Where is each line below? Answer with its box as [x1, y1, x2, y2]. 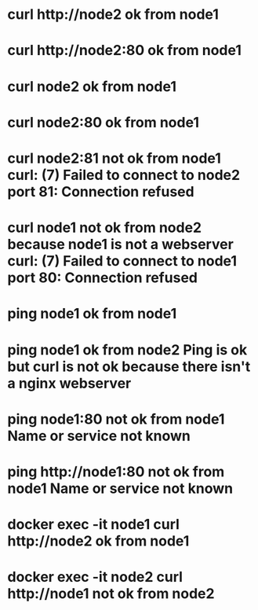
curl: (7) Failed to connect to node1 [7, 252, 237, 270]
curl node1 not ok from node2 [7, 219, 202, 237]
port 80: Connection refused [7, 269, 198, 287]
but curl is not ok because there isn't [7, 358, 251, 375]
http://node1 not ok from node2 [7, 585, 215, 603]
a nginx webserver [7, 374, 132, 392]
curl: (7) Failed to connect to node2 [7, 166, 241, 184]
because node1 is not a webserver [7, 236, 234, 253]
